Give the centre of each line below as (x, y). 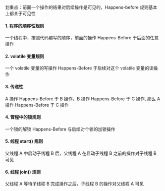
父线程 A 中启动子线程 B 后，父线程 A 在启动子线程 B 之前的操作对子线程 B (81, 153)
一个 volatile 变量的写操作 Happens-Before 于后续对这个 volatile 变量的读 (79, 68)
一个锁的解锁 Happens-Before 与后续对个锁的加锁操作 (60, 129)
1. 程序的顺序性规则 (25, 26)
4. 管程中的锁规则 (23, 117)
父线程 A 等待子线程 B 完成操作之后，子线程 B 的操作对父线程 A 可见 (75, 184)
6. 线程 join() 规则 (23, 172)
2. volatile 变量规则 (25, 56)
